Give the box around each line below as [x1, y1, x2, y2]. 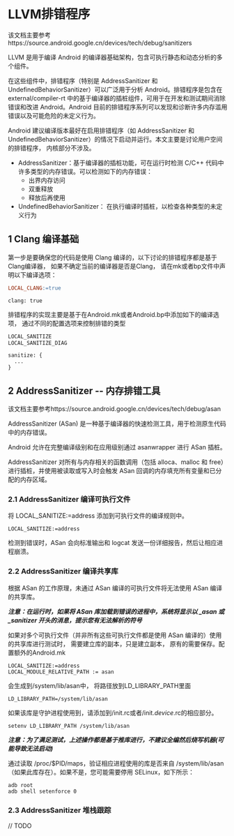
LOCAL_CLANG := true [8, 284, 61, 292]
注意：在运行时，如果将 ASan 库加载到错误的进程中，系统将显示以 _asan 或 [8, 607, 225, 615]
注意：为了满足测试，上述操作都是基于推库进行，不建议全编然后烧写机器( [8, 736, 218, 744]
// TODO [8, 821, 32, 830]
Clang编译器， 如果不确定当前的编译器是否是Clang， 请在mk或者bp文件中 [8, 262, 220, 270]
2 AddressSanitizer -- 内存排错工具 [8, 385, 161, 396]
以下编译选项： [13, 270, 57, 279]
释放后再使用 [28, 193, 65, 202]
